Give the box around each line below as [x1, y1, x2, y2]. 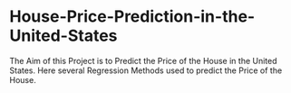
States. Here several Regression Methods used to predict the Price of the [9, 65, 283, 76]
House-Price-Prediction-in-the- [9, 6, 256, 27]
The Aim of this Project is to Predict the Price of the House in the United [9, 55, 278, 66]
